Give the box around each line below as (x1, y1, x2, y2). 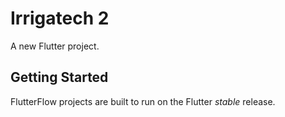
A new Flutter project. (10, 40, 100, 52)
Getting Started (10, 69, 109, 86)
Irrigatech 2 (10, 7, 110, 30)
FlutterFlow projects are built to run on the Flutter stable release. (10, 95, 276, 107)
